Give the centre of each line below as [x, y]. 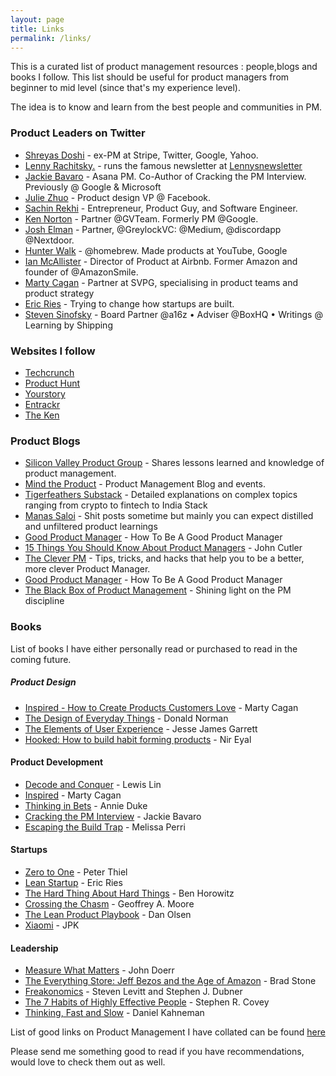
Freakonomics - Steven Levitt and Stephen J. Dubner [133, 992]
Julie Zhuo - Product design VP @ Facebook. [118, 197]
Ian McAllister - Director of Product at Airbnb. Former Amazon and [161, 261]
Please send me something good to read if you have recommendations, [157, 1052]
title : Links [37, 29]
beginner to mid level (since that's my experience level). [125, 88]
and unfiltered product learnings [91, 527]
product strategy [59, 293]
